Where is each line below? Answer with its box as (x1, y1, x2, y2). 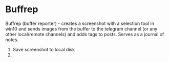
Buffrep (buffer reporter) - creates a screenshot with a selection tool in (5, 20, 155, 26)
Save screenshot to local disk (12, 46, 75, 52)
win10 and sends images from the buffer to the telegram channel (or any (5, 25, 158, 32)
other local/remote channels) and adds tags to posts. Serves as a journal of (5, 31, 164, 37)
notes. (5, 37, 19, 43)
